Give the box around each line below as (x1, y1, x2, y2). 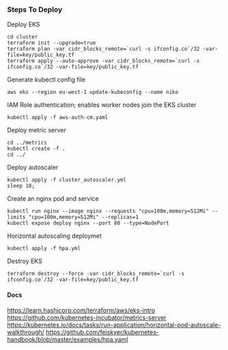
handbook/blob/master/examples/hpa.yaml (7, 335, 128, 343)
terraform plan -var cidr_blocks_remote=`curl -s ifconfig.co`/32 (7, 46, 200, 53)
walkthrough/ (7, 327, 44, 336)
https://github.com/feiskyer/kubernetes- (45, 327, 159, 336)
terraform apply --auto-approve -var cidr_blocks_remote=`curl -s (7, 58, 200, 64)
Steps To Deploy (7, 5, 63, 14)
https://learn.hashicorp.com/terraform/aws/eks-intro (7, 306, 156, 314)
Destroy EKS (7, 257, 42, 265)
